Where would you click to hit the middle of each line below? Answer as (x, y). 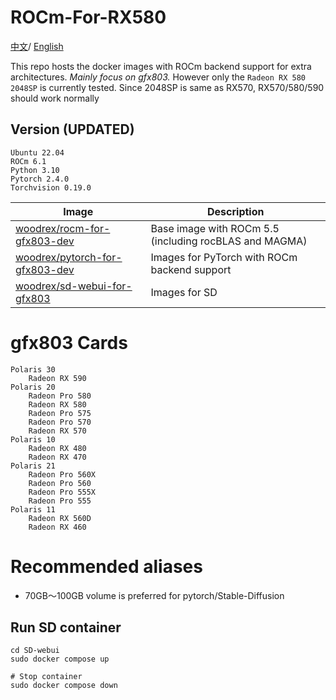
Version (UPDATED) (72, 129)
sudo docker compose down (64, 686)
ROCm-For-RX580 (88, 17)
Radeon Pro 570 (60, 422)
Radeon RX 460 (57, 527)
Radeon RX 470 (57, 457)
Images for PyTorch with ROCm (224, 257)
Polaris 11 (33, 509)
